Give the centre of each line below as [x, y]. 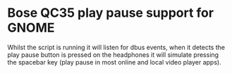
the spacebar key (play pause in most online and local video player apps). [114, 62]
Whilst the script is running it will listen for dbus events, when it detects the [116, 47]
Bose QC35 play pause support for [110, 13]
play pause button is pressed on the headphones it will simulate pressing [113, 55]
